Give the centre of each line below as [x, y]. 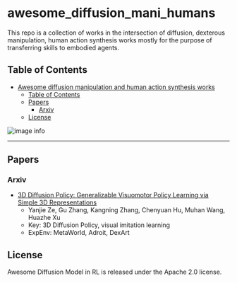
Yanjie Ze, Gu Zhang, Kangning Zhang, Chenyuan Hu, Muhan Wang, [127, 210]
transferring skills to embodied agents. [63, 47]
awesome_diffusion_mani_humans [111, 13]
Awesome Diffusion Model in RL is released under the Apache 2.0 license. [115, 272]
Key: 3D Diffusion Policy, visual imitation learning [99, 225]
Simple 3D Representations [57, 202]
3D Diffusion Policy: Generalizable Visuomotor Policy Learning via [113, 195]
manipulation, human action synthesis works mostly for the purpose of [110, 40]
